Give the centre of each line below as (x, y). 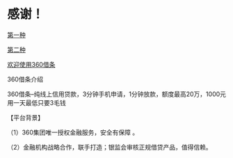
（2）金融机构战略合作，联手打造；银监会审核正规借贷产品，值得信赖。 (110, 147)
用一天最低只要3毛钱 (37, 102)
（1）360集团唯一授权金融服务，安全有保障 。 (73, 132)
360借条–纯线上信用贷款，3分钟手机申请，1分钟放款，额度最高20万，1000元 (117, 94)
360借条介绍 (25, 79)
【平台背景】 (25, 117)
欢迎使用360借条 (31, 64)
